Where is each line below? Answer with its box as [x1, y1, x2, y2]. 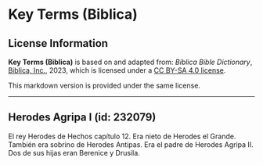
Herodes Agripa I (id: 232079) [8, 111, 157, 124]
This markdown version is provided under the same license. [8, 81, 201, 90]
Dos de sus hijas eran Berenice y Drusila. [8, 148, 141, 157]
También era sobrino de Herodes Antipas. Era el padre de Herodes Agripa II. [8, 139, 254, 149]
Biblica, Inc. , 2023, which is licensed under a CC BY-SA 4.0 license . [8, 66, 226, 75]
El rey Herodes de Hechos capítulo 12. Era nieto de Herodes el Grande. [8, 131, 236, 141]
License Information [8, 37, 108, 50]
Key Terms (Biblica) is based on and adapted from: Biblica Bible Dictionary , [8, 57, 253, 66]
